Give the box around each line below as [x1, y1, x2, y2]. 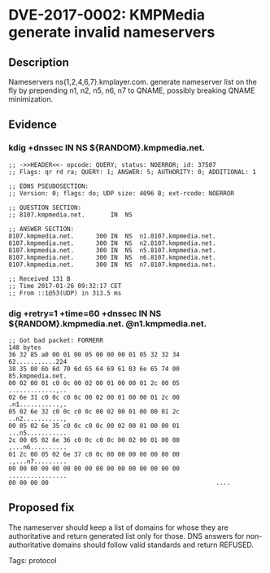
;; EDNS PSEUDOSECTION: [8, 182, 89, 190]
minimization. [8, 94, 54, 103]
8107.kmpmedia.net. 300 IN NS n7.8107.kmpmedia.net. [8, 260, 217, 269]
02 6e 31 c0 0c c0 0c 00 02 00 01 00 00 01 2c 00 [8, 393, 181, 401]
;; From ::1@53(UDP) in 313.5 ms [8, 289, 122, 297]
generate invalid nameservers [8, 23, 216, 42]
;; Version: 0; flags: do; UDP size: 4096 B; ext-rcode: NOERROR [8, 189, 234, 197]
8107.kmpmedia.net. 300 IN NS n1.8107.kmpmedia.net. [8, 232, 217, 240]
